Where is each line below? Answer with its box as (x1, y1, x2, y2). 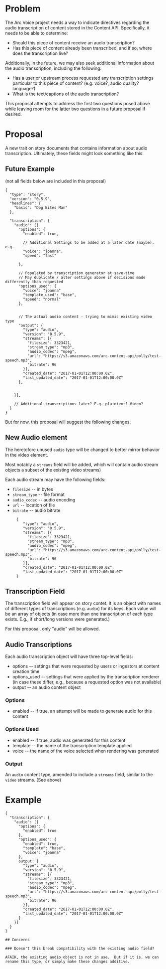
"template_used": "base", (23, 292, 77, 297)
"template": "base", (23, 845, 66, 850)
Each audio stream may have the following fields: (5, 477, 106, 483)
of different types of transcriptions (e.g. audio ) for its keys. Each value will (5, 606, 157, 612)
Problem (5, 3, 41, 14)
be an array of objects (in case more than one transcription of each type (5, 611, 153, 617)
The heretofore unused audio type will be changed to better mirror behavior (5, 447, 160, 453)
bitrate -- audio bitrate (12, 507, 61, 513)
